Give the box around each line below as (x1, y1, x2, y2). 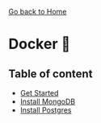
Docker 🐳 (8, 35, 71, 53)
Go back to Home (8, 7, 67, 16)
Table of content (8, 67, 93, 80)
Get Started (19, 88, 59, 97)
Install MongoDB (19, 96, 76, 106)
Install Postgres (19, 105, 72, 115)
